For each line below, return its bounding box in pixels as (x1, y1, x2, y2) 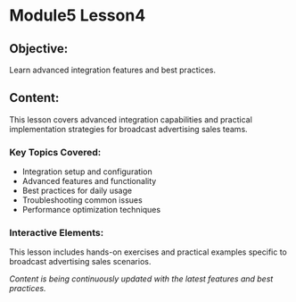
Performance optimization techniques (21, 205, 161, 215)
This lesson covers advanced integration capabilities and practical (9, 113, 252, 125)
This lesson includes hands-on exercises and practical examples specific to (9, 247, 287, 257)
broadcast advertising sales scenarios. (9, 256, 152, 267)
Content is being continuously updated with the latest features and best (9, 273, 274, 284)
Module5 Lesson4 (9, 5, 146, 26)
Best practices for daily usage (21, 185, 132, 197)
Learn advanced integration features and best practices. (9, 64, 217, 75)
